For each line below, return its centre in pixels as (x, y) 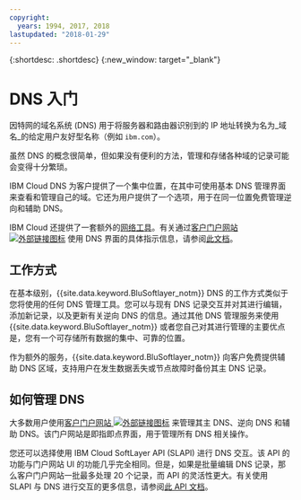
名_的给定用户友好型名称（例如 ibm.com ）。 (87, 136)
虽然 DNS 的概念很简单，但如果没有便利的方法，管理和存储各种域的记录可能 (149, 156)
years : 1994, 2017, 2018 (64, 26)
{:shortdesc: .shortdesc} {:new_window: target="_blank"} (115, 60)
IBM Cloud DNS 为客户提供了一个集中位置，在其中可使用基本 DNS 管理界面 (148, 186)
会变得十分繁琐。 (41, 167)
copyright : (30, 18)
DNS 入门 (44, 99)
